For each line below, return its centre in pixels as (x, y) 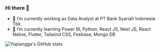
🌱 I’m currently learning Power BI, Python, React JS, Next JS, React (81, 29)
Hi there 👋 (17, 8)
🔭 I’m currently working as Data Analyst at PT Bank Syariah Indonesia (84, 19)
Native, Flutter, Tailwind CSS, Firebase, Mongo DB (64, 35)
